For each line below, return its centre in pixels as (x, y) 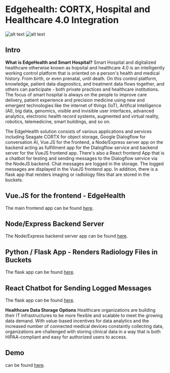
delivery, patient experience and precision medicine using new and (75, 100)
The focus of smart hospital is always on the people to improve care (76, 94)
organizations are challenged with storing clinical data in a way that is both (83, 331)
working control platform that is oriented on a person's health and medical (82, 73)
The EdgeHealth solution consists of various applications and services (78, 131)
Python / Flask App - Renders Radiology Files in (81, 252)
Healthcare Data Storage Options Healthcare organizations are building (80, 310)
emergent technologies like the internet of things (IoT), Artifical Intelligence (83, 105)
